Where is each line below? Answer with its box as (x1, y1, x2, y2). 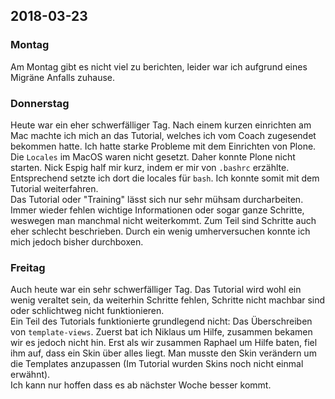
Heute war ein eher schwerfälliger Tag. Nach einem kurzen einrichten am (10, 119, 312, 131)
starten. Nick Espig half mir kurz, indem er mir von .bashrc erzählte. (10, 161, 290, 173)
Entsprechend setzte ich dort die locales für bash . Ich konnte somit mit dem (10, 172, 320, 184)
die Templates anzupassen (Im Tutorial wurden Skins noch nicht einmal (10, 358, 304, 370)
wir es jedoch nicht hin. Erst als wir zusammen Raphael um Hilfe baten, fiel (10, 337, 318, 349)
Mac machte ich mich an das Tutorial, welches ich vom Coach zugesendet (10, 129, 317, 141)
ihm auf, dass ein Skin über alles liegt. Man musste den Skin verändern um (10, 347, 317, 359)
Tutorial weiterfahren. (10, 182, 99, 194)
